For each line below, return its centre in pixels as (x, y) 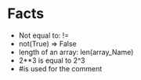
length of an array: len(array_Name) (76, 52)
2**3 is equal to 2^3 (52, 60)
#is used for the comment (60, 68)
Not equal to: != (44, 35)
